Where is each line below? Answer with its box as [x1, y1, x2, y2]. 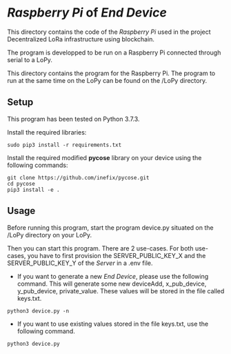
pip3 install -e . [7, 186, 60, 193]
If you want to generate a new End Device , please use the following [17, 272, 209, 280]
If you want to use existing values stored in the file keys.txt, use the [17, 319, 209, 328]
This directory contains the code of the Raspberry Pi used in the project [7, 28, 212, 36]
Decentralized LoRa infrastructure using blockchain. [7, 35, 155, 43]
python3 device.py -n [7, 307, 70, 315]
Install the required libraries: [7, 128, 87, 136]
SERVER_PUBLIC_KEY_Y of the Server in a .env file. [7, 259, 153, 267]
